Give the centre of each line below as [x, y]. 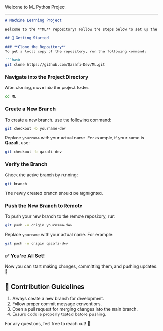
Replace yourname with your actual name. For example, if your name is [74, 138]
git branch [16, 184]
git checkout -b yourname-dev [36, 128]
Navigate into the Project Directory [47, 77]
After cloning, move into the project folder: [47, 87]
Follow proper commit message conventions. [57, 304]
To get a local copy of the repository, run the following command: [76, 51]
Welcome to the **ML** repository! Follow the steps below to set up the [81, 29]
